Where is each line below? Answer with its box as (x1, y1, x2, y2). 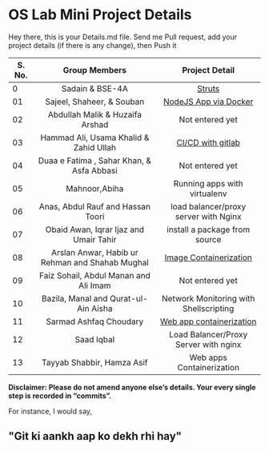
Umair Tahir (73, 233, 117, 245)
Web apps (189, 352, 228, 363)
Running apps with (173, 178, 244, 189)
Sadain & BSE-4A (61, 82, 128, 94)
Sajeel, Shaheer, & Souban (45, 96, 145, 107)
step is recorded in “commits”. (8, 390, 112, 401)
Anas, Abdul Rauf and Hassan (38, 201, 151, 212)
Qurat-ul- (109, 293, 148, 304)
